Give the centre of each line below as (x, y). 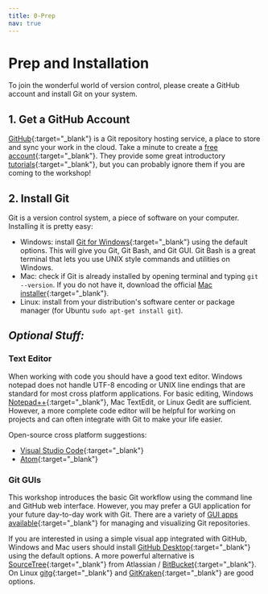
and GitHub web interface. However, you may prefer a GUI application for (130, 506)
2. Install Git (39, 198)
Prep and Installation (79, 63)
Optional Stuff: (46, 336)
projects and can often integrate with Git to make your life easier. (115, 419)
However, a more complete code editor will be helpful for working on (122, 410)
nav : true (25, 23)
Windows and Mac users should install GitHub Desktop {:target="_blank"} (130, 547)
